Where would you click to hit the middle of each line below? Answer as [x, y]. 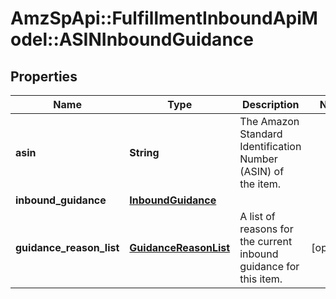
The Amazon [269, 121]
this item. [261, 279]
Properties [44, 76]
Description [271, 104]
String [144, 152]
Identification [270, 146]
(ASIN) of [262, 171]
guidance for [269, 266]
